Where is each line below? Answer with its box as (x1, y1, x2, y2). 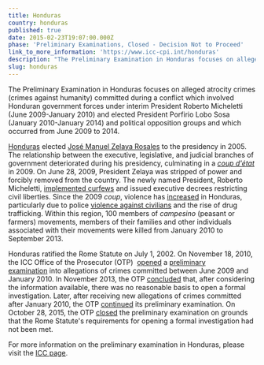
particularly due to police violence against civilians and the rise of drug (8, 200, 238, 210)
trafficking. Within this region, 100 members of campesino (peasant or (8, 208, 236, 218)
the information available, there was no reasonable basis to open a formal (8, 282, 246, 292)
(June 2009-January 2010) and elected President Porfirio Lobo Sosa (8, 110, 230, 119)
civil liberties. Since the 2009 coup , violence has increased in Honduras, (8, 192, 243, 201)
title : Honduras (8, 11, 61, 20)
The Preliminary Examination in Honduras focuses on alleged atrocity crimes (8, 84, 256, 94)
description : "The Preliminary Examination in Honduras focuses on (8, 56, 234, 64)
